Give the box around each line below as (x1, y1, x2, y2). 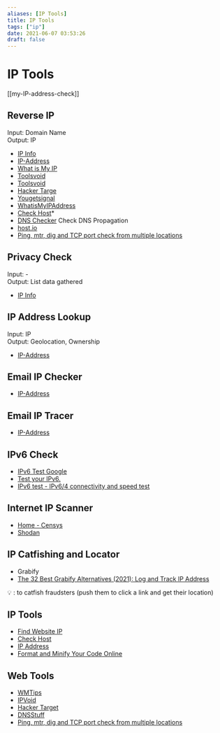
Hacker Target (17, 704, 59, 712)
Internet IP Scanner (7, 502, 94, 514)
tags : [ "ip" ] (7, 23, 45, 30)
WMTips (17, 688, 42, 697)
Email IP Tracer (7, 410, 74, 422)
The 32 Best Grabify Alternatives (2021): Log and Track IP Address (17, 574, 210, 583)
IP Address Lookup (7, 311, 91, 323)
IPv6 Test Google (17, 467, 68, 476)
